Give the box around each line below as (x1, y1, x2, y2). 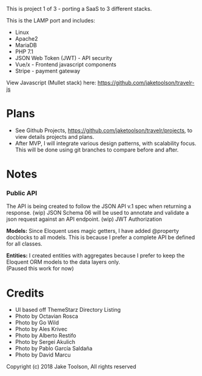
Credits (6, 286, 44, 300)
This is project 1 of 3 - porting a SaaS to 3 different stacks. (6, 5, 152, 12)
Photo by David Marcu (15, 351, 71, 358)
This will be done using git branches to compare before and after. (15, 146, 179, 153)
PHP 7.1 (15, 48, 33, 55)
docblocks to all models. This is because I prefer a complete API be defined (6, 233, 195, 241)
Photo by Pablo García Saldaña (15, 345, 93, 352)
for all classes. (6, 240, 42, 247)
